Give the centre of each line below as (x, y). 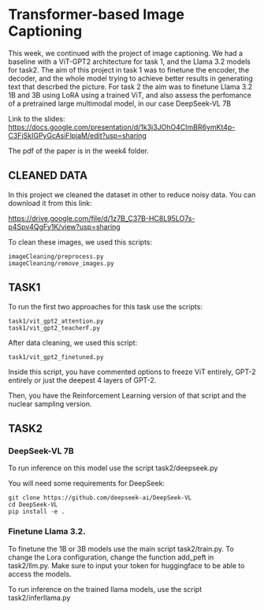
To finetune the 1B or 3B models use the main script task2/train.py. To (121, 548)
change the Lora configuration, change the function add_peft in (111, 557)
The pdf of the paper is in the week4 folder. (79, 151)
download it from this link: (50, 203)
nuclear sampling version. (50, 403)
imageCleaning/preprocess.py (56, 256)
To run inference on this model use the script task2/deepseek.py (113, 468)
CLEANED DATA (48, 176)
